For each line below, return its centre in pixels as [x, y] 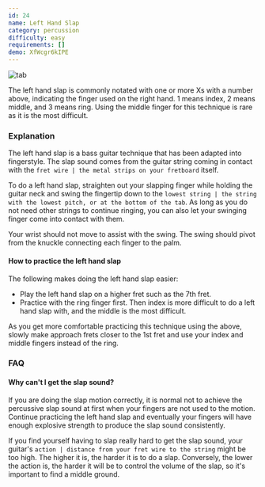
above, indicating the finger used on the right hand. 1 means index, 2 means [132, 99]
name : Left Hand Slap [44, 23]
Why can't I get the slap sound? [61, 382]
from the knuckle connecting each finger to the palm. [95, 243]
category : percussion [44, 30]
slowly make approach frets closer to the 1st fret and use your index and [126, 334]
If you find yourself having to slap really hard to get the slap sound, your [126, 440]
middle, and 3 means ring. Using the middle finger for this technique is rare [131, 107]
